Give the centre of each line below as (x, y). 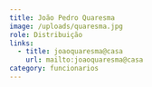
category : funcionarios (54, 69)
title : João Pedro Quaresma (62, 18)
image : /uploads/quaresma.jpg (66, 26)
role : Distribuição (46, 34)
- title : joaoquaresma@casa (71, 52)
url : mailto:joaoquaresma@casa (85, 60)
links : (22, 43)
